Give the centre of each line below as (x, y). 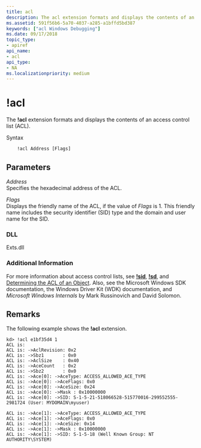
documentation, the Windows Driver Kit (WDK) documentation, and (89, 289)
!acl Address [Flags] (44, 149)
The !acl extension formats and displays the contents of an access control (98, 120)
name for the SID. (28, 219)
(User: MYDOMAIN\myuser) (59, 403)
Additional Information (40, 263)
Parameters (28, 167)
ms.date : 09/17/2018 (32, 34)
